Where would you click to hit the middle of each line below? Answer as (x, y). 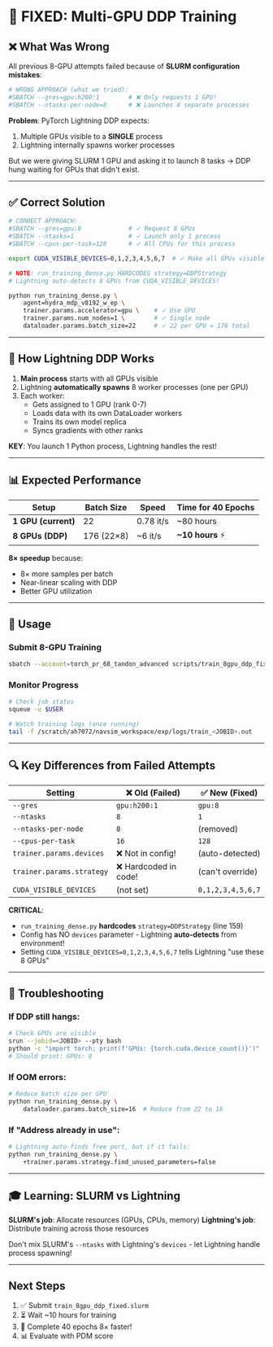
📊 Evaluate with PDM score (67, 1336)
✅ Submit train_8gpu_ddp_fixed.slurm (84, 1305)
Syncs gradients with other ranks (88, 430)
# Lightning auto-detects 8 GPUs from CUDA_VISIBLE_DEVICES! (114, 281)
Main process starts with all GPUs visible (89, 378)
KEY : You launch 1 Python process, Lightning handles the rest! (113, 446)
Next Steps (37, 1286)
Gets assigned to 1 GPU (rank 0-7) (89, 404)
